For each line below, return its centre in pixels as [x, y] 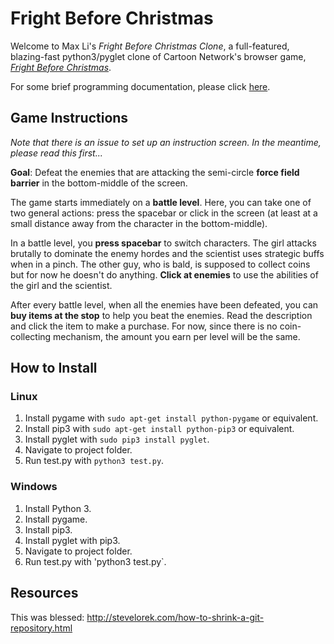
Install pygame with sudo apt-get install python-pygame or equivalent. [171, 418]
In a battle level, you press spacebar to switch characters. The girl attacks [163, 243]
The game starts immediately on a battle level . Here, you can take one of [161, 202]
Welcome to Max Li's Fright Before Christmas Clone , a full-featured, [150, 46]
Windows [34, 487]
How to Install [54, 368]
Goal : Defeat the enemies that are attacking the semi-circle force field [155, 172]
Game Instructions [69, 118]
